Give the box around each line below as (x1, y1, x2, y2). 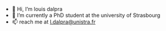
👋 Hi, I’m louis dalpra (11, 6, 63, 12)
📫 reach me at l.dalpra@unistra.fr (11, 18, 96, 25)
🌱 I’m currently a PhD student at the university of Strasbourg (11, 12, 161, 19)
